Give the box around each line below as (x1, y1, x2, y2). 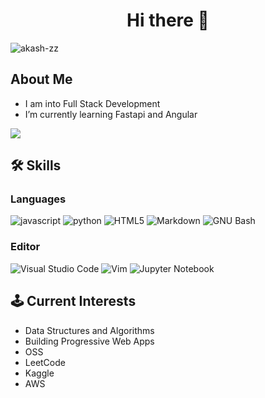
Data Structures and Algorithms (24, 324, 155, 336)
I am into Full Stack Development (24, 97, 161, 109)
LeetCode (24, 356, 66, 368)
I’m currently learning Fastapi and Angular (24, 108, 198, 120)
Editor (10, 240, 41, 254)
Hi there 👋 (126, 9, 210, 32)
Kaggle (24, 367, 55, 379)
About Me (10, 71, 73, 88)
